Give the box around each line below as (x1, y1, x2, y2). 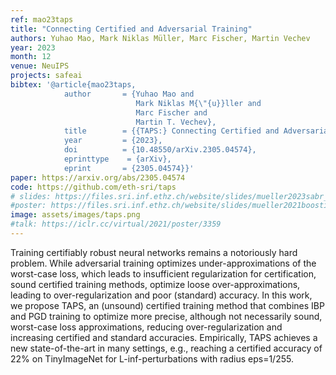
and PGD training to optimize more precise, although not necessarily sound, (10, 310, 323, 322)
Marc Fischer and (135, 107, 208, 118)
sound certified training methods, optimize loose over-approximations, (10, 278, 301, 290)
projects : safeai (10, 71, 83, 81)
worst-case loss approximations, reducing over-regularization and (10, 321, 283, 333)
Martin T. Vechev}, (135, 117, 217, 127)
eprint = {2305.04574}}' (63, 163, 195, 173)
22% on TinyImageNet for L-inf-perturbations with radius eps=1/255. (10, 352, 294, 365)
